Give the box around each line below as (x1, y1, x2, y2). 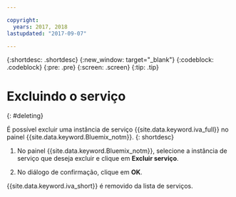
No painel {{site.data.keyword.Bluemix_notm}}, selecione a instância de (16, 147, 227, 155)
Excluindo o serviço (6, 88, 126, 104)
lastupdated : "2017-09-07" (6, 30, 87, 37)
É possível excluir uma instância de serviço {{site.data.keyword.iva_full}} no (6, 125, 229, 134)
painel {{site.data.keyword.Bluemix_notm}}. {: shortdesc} (6, 133, 174, 142)
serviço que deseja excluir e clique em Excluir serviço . (16, 154, 179, 163)
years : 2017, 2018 (13, 23, 68, 31)
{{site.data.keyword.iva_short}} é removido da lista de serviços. (6, 182, 193, 191)
